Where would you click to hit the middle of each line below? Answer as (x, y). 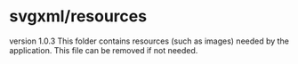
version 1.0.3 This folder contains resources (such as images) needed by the (149, 41)
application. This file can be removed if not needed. (104, 50)
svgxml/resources (78, 16)
